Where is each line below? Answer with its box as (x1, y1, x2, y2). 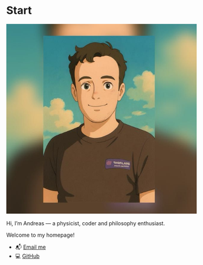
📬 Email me (14, 243, 47, 251)
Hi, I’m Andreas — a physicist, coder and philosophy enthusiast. (6, 219, 165, 226)
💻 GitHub (14, 252, 40, 260)
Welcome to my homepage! (6, 231, 75, 238)
